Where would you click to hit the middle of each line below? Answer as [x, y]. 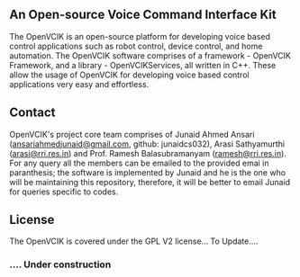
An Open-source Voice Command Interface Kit [143, 15]
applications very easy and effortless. [79, 84]
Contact [32, 113]
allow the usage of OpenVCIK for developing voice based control [129, 75]
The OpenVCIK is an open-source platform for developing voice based [140, 36]
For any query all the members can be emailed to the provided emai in [139, 163]
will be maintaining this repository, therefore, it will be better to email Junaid [150, 182]
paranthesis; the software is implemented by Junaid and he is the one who [148, 172]
